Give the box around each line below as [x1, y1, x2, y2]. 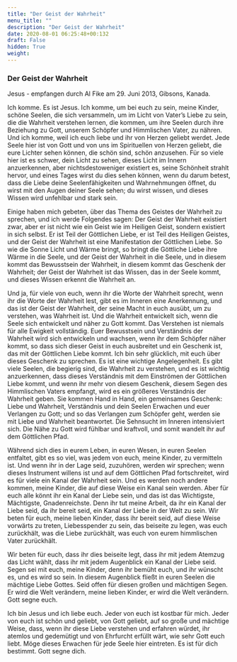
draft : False [7, 37, 46, 44]
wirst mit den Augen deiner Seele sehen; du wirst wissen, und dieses [7, 186, 209, 195]
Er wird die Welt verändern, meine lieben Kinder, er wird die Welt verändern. [7, 588, 229, 597]
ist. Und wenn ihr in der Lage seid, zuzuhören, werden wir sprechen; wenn [7, 461, 225, 470]
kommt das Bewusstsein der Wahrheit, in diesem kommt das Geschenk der [7, 260, 226, 269]
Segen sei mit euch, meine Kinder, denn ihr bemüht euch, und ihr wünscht [7, 566, 224, 574]
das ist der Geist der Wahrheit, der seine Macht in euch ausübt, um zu [7, 304, 212, 313]
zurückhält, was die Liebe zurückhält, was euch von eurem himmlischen [7, 529, 218, 538]
